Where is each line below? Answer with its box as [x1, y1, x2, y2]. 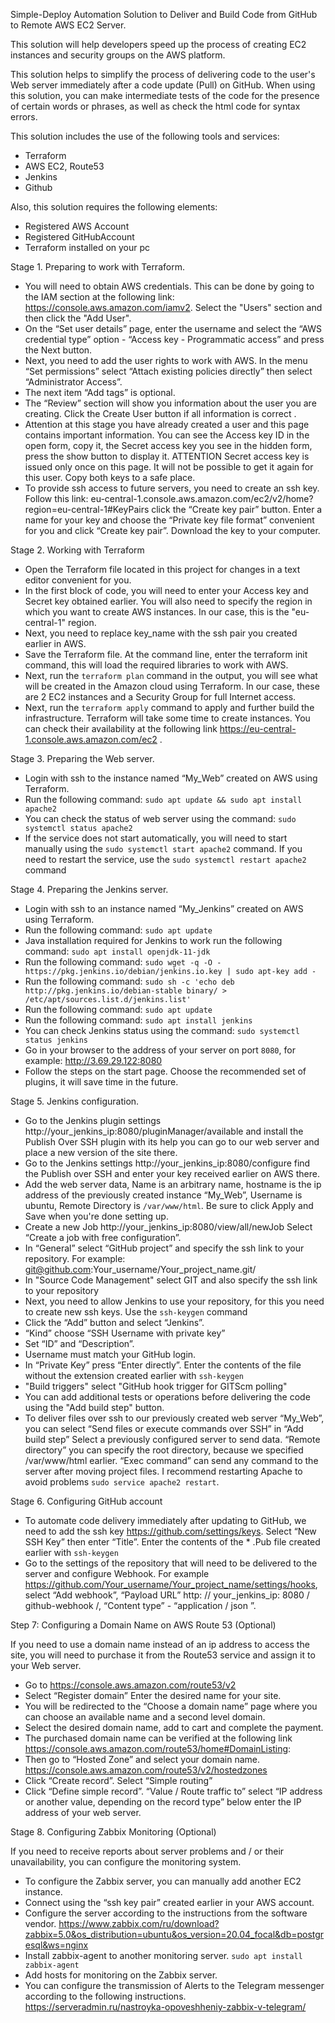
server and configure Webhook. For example [24, 1568, 210, 1579]
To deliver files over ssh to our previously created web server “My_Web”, [24, 1412, 325, 1424]
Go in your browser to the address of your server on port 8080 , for [24, 1044, 296, 1056]
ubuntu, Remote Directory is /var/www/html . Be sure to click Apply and [24, 1200, 314, 1211]
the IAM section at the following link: [24, 291, 175, 303]
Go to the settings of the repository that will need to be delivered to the [24, 1557, 318, 1569]
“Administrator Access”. [24, 376, 123, 388]
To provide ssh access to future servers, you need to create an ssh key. [24, 482, 320, 494]
